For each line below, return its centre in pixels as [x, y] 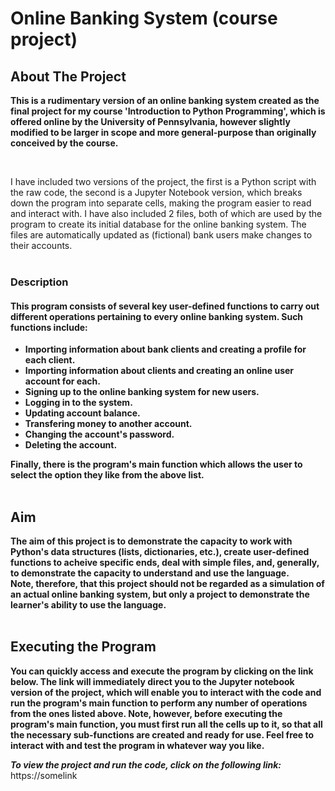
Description [39, 282]
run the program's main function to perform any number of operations [159, 703]
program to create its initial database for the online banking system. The [158, 224]
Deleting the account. [71, 445]
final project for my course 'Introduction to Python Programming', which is [168, 111]
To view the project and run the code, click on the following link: [146, 764]
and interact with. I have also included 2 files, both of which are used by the [166, 213]
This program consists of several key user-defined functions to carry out [165, 306]
